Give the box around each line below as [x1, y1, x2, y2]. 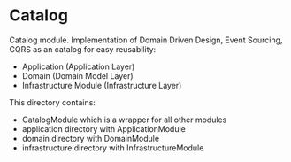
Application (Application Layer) [21, 61, 135, 72]
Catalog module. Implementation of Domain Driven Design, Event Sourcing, [9, 35, 283, 45]
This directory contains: [9, 96, 96, 107]
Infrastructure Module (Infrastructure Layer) [21, 80, 182, 90]
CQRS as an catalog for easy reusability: [9, 43, 157, 54]
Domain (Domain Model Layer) [21, 70, 134, 81]
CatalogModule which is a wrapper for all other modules [21, 114, 227, 125]
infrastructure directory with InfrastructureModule [21, 143, 204, 153]
